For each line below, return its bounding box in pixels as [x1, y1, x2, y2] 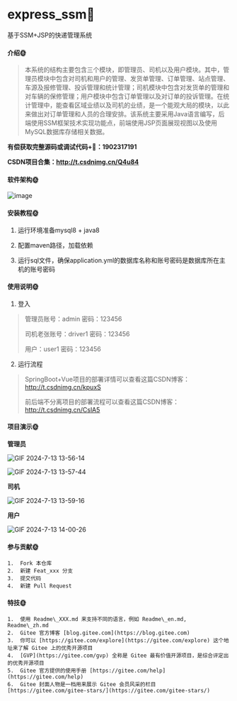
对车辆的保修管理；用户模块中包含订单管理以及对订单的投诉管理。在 [24, 92, 224, 101]
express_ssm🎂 [7, 6, 96, 23]
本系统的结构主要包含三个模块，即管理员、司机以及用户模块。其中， [24, 65, 224, 74]
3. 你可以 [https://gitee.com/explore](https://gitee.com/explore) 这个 [7, 637, 224, 644]
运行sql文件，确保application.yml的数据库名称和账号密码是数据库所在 [17, 255, 220, 265]
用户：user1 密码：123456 [24, 344, 101, 353]
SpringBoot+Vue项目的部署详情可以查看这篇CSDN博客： [24, 375, 190, 383]
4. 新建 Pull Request [7, 583, 72, 590]
